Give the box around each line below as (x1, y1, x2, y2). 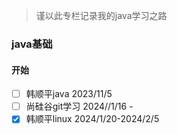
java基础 (11, 37, 53, 51)
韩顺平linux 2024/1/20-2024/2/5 (25, 113, 160, 125)
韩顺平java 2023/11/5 (25, 88, 113, 100)
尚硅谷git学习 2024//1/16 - (25, 100, 134, 113)
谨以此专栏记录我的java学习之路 (35, 10, 168, 21)
